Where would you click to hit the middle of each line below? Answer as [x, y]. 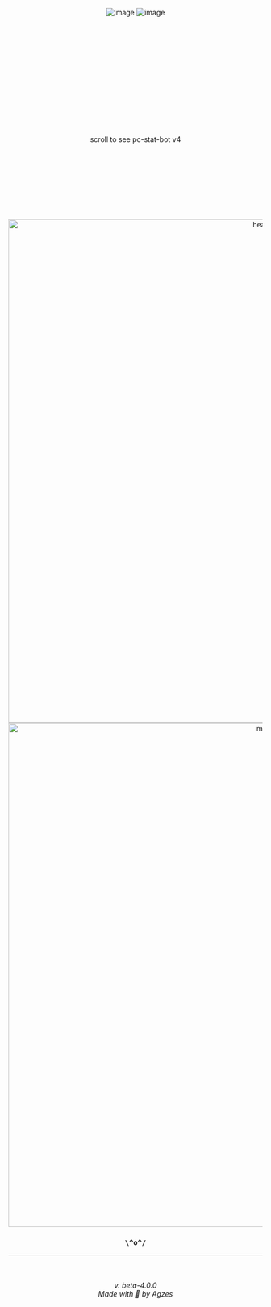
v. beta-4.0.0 [135, 1285]
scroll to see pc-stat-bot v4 [135, 139]
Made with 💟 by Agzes [135, 1293]
